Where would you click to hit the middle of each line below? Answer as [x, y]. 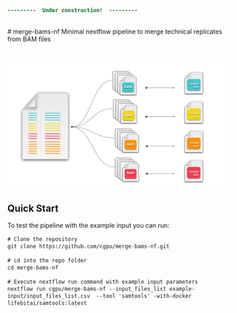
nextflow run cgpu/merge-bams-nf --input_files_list [87, 289]
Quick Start [33, 208]
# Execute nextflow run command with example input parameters [103, 282]
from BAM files [29, 39]
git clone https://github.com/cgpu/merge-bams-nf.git [89, 247]
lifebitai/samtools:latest [47, 303]
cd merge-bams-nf [33, 268]
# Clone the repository [43, 240]
